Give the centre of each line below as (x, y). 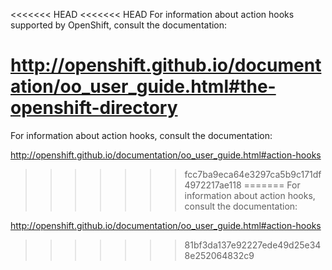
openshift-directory (94, 108)
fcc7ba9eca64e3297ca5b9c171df (253, 174)
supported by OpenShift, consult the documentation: (119, 25)
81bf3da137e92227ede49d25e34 (253, 245)
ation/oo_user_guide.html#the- (143, 86)
